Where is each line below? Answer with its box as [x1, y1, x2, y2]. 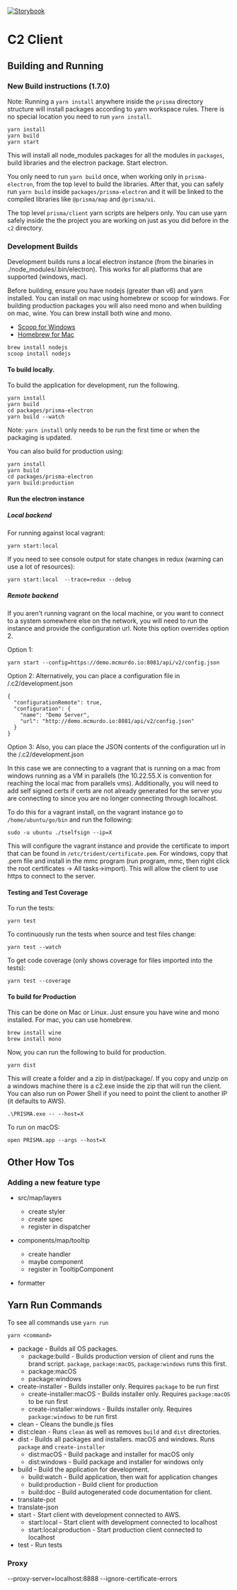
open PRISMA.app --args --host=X [7, 1137, 106, 1144]
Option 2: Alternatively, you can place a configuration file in [7, 671, 180, 680]
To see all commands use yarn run [7, 1318, 109, 1327]
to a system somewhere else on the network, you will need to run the [7, 616, 209, 625]
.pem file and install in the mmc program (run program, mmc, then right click [7, 856, 230, 865]
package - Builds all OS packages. [17, 1344, 118, 1353]
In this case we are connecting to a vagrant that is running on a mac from [7, 763, 221, 772]
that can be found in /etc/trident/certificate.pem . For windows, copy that [7, 849, 229, 857]
